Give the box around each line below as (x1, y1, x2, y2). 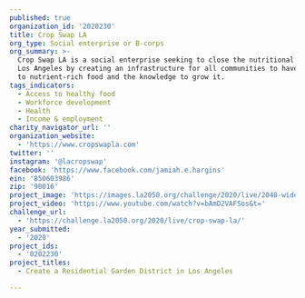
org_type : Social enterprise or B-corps (9, 38, 165, 48)
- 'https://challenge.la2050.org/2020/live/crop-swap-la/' (17, 215, 246, 225)
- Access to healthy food (17, 89, 116, 98)
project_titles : (9, 258, 71, 268)
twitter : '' (9, 148, 54, 157)
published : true (9, 13, 71, 23)
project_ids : (9, 242, 59, 251)
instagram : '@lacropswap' (9, 156, 107, 166)
